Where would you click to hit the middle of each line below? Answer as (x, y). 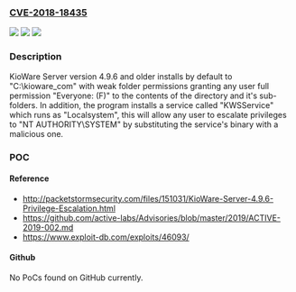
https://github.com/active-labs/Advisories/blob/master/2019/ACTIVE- (152, 217)
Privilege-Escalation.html (69, 208)
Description (36, 57)
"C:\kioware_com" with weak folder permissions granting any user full (139, 86)
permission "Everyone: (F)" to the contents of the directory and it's (134, 96)
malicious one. (37, 133)
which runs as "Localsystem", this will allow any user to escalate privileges (148, 114)
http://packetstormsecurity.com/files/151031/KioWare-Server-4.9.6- (148, 198)
